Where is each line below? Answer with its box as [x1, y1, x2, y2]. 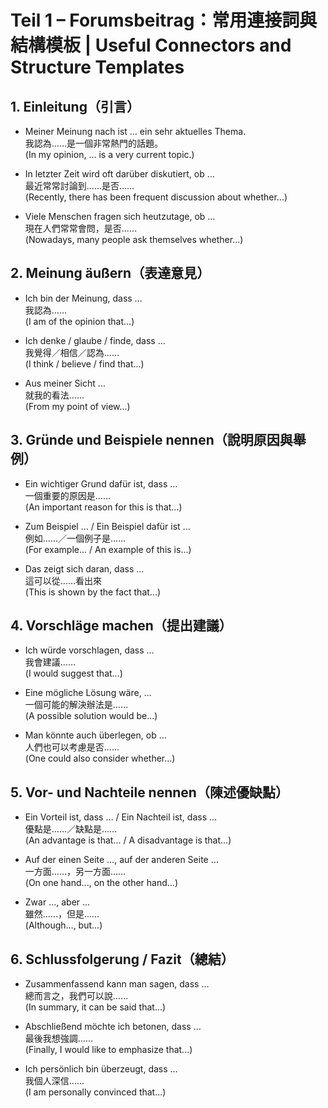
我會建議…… [24, 656, 76, 668]
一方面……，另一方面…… [24, 866, 127, 878]
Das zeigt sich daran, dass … [24, 562, 145, 575]
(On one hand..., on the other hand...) [24, 877, 179, 889]
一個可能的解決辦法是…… [24, 699, 128, 711]
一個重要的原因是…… [24, 489, 111, 501]
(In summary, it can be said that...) [24, 1001, 167, 1013]
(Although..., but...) [24, 919, 103, 931]
